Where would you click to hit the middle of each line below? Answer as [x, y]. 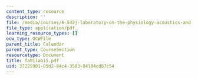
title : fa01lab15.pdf [33, 60]
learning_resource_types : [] [42, 33]
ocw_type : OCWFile [29, 39]
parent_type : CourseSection [41, 50]
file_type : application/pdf [41, 28]
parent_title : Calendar [35, 45]
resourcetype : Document [35, 55]
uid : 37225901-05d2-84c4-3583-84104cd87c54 [60, 66]
